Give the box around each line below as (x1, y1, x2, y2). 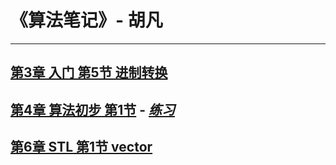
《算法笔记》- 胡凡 (10, 9, 163, 32)
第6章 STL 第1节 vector (10, 139, 153, 156)
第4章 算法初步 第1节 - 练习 (10, 101, 175, 118)
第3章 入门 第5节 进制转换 (10, 64, 168, 81)
